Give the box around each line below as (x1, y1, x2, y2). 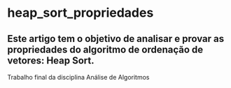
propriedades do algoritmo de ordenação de (7, 43, 204, 55)
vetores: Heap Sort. (7, 54, 94, 66)
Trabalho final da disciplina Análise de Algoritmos (7, 73, 150, 81)
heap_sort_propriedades (7, 5, 154, 21)
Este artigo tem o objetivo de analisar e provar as (7, 33, 225, 45)
